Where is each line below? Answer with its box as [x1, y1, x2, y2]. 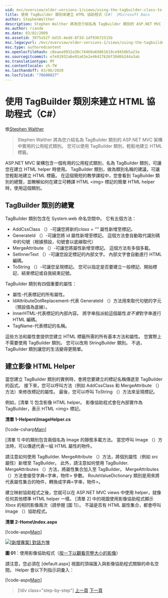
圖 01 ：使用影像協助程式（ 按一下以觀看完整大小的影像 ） [5, 550, 121, 556]
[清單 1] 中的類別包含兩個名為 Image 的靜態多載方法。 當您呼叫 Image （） [5, 437, 158, 443]
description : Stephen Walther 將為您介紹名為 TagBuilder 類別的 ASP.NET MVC [5, 21, 161, 27]
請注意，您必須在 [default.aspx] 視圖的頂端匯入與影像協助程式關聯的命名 [5, 561, 155, 567]
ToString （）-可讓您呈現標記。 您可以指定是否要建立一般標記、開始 [12, 264, 153, 270]
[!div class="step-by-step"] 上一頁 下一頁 [17, 587, 103, 593]
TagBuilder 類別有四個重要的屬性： [5, 281, 77, 287]
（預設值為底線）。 [12, 304, 50, 310]
